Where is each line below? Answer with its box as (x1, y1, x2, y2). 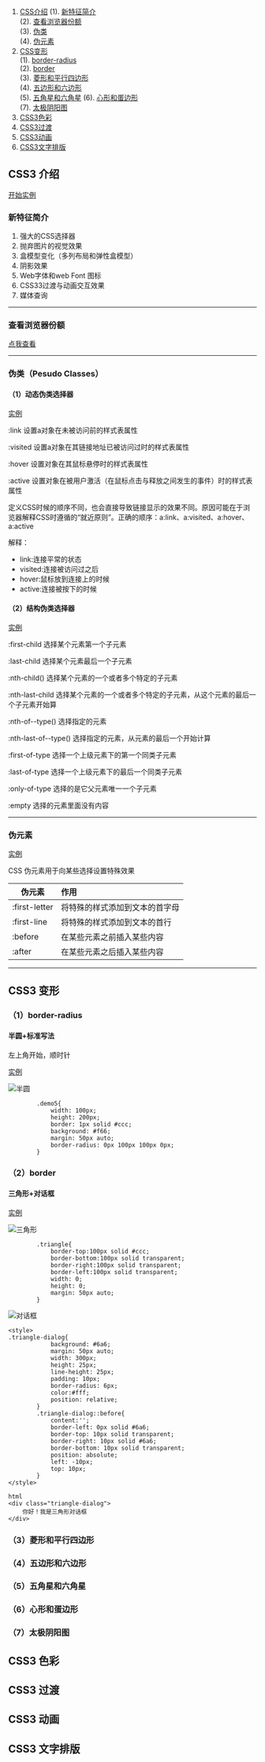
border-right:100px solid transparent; (50, 1261, 181, 1269)
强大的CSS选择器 (19, 232, 76, 241)
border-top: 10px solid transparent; (50, 1430, 175, 1438)
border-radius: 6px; (50, 1382, 118, 1390)
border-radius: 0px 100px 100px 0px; (50, 1141, 175, 1149)
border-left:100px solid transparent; (50, 1268, 178, 1276)
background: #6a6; (50, 1340, 111, 1348)
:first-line (12, 917, 47, 928)
